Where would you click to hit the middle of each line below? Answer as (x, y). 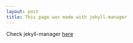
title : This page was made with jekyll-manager (67, 17)
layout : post (22, 11)
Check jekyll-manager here (40, 34)
